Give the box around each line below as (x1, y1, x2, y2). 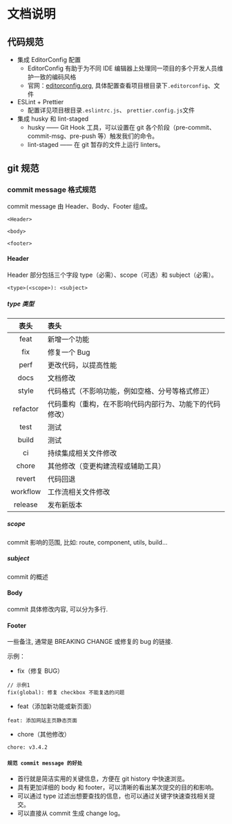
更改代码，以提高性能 (47, 360, 117, 370)
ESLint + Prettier (17, 98, 64, 106)
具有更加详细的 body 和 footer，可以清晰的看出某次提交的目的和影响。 (17, 783, 217, 792)
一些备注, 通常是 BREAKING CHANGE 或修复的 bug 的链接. (7, 638, 173, 646)
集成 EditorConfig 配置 (17, 56, 81, 63)
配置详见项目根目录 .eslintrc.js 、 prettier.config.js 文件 (27, 106, 195, 114)
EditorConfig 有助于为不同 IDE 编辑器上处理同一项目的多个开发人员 (27, 64, 217, 72)
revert (16, 473, 36, 483)
